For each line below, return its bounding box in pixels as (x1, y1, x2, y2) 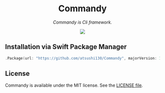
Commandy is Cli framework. (53, 19, 112, 25)
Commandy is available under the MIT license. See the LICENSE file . (5, 82, 143, 89)
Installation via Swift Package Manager (5, 43, 127, 51)
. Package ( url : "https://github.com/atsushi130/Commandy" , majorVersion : (5, 56, 157, 61)
